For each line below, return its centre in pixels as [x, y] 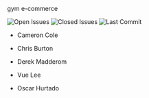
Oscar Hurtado [38, 88]
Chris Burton [35, 48]
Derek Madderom [42, 62]
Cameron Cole [37, 35]
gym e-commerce [33, 9]
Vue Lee [29, 75]
